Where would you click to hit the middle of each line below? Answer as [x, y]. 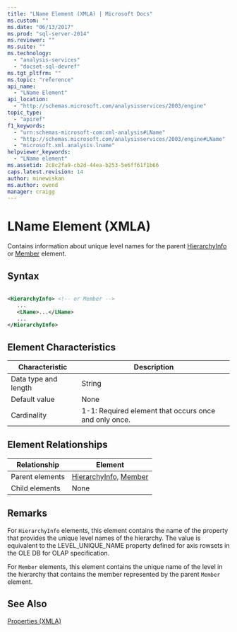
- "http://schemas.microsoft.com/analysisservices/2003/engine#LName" [120, 139]
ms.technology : [30, 54]
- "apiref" [30, 119]
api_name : [22, 86]
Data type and [34, 379]
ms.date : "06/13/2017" [41, 27]
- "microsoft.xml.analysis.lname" [64, 146]
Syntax [23, 276]
